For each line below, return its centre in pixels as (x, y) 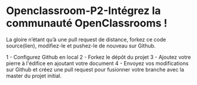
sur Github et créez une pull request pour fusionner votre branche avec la (95, 69)
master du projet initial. (34, 76)
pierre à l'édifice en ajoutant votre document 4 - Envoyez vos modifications (97, 63)
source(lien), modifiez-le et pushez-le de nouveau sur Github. (81, 46)
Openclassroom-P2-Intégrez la (84, 11)
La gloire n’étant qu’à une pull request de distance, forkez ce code (86, 39)
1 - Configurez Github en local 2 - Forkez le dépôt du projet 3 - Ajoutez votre (98, 57)
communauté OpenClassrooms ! (87, 23)
